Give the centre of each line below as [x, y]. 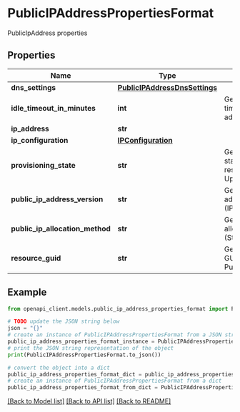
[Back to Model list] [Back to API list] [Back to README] [89, 401]
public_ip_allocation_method [61, 228]
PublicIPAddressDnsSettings [167, 87]
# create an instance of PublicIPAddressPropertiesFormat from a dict [115, 381]
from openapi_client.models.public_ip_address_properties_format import [118, 308]
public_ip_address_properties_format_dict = [75, 374]
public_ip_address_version [57, 199]
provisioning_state [44, 165]
